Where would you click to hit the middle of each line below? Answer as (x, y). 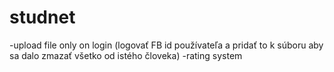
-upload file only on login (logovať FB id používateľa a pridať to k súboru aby (166, 45)
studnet (42, 17)
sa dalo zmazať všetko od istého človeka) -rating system (126, 55)
